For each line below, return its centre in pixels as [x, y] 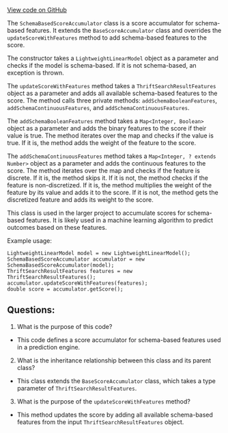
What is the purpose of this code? [65, 326]
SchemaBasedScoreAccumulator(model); [61, 265]
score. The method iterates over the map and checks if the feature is [103, 171]
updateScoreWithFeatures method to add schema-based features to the [107, 38]
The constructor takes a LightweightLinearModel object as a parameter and [113, 58]
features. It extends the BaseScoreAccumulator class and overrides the [124, 30]
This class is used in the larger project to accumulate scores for [96, 213]
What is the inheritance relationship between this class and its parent [114, 360]
